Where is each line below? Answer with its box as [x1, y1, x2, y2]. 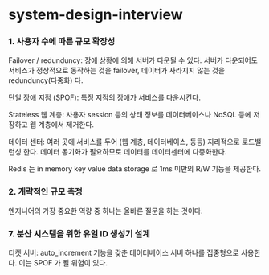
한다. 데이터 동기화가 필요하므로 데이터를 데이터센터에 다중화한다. [22, 147, 227, 157]
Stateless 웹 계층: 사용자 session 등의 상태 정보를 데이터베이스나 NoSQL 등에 [8, 110, 252, 120]
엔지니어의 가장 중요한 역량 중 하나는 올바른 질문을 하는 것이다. [8, 206, 203, 215]
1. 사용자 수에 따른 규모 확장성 [8, 36, 115, 47]
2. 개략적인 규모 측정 [8, 187, 83, 198]
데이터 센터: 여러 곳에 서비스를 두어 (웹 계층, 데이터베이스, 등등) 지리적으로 [8, 137, 240, 146]
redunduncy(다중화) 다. [8, 76, 84, 85]
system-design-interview [8, 6, 183, 24]
